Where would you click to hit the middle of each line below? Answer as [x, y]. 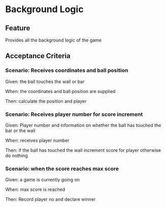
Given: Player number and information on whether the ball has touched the [83, 125]
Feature [18, 28]
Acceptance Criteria [38, 56]
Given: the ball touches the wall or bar [45, 81]
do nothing [16, 155]
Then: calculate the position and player [46, 101]
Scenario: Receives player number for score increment [74, 114]
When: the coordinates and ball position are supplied [60, 91]
